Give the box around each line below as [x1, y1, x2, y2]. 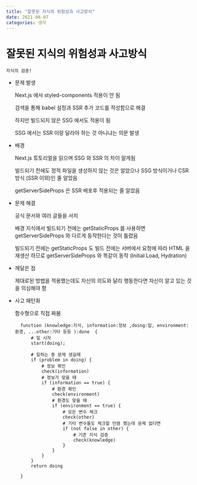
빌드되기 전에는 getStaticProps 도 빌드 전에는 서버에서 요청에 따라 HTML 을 [14, 245, 190, 252]
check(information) [41, 368, 90, 374]
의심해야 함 [21, 284, 47, 292]
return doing [30, 463, 63, 469]
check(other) [62, 415, 95, 421]
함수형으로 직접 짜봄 [14, 310, 61, 317]
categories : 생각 [6, 20, 46, 25]
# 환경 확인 [52, 386, 77, 392]
